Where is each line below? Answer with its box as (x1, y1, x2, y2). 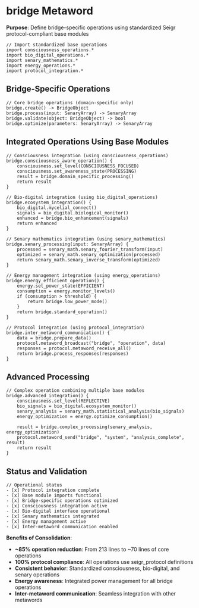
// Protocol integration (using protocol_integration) (6, 325, 145, 330)
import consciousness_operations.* (6, 46, 94, 53)
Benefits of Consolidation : (6, 534, 72, 541)
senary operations (14, 571, 60, 578)
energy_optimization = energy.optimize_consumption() (17, 414, 153, 420)
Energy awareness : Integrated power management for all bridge (14, 578, 173, 585)
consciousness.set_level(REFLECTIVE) (17, 398, 110, 404)
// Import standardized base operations (6, 42, 108, 48)
